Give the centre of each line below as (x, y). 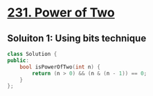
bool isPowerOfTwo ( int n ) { (60, 67)
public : (18, 60)
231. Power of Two (61, 13)
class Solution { (32, 54)
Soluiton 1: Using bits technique (77, 38)
